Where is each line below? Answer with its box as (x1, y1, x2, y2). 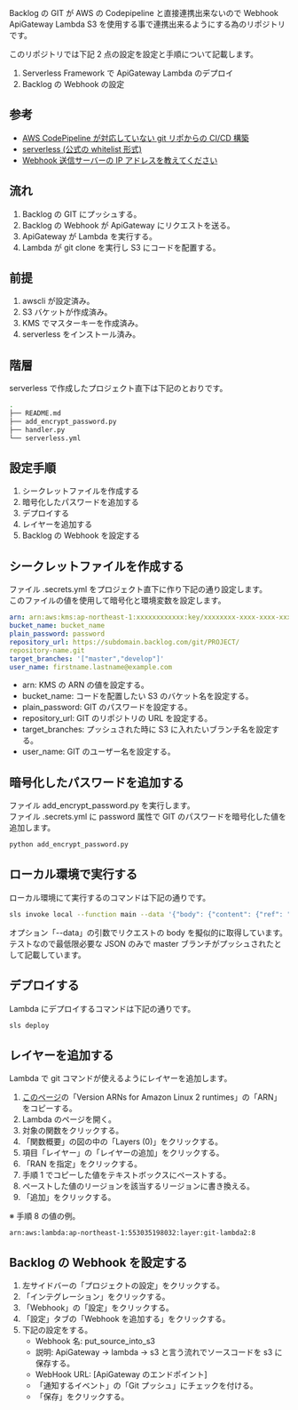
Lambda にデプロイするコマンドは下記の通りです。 (9, 1003, 196, 1013)
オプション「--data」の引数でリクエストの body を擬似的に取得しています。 (9, 927, 288, 938)
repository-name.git (9, 645, 86, 655)
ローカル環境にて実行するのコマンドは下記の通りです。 (9, 892, 211, 902)
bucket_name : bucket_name (9, 621, 105, 630)
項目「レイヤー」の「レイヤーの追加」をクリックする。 (21, 1148, 224, 1158)
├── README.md (9, 409, 62, 418)
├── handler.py (9, 425, 66, 434)
